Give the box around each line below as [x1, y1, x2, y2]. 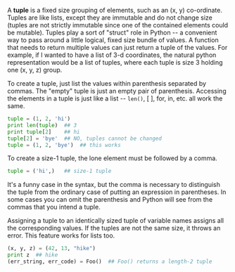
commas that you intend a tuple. [7, 203, 101, 212]
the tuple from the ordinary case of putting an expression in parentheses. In [7, 188, 227, 196]
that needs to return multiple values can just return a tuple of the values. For [7, 44, 228, 51]
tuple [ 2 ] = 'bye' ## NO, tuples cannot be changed [7, 135, 162, 142]
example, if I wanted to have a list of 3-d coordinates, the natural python [7, 51, 217, 59]
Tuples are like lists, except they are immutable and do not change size [7, 13, 212, 22]
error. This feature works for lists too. [7, 231, 115, 240]
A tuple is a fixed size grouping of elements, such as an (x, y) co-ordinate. [7, 6, 223, 14]
